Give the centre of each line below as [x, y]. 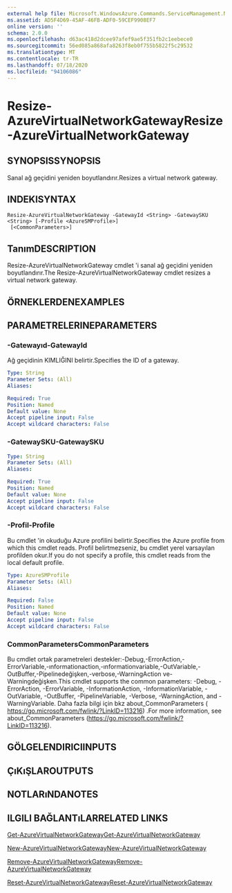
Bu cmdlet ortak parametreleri [50, 659]
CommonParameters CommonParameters [78, 644]
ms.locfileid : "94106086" [44, 71]
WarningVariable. [32, 704]
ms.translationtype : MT [41, 53]
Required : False [30, 600]
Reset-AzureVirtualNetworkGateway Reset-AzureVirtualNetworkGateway [110, 883]
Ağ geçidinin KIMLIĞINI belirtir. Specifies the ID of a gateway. [93, 361]
